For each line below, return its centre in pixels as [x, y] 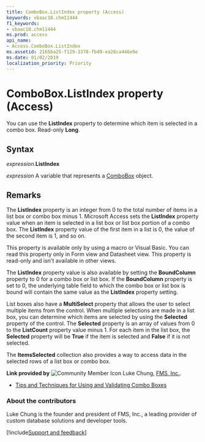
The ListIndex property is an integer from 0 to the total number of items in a [102, 210]
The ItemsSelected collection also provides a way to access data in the [97, 355]
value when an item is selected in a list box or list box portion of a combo [98, 223]
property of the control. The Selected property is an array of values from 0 [101, 324]
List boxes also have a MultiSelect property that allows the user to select [99, 304]
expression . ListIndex [33, 164]
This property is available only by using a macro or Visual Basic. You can [98, 248]
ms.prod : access [27, 35]
